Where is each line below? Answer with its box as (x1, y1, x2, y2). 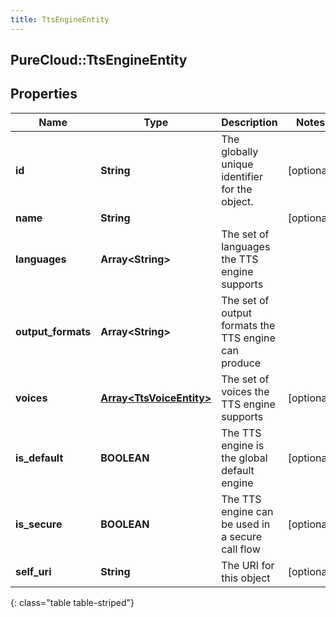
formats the (221, 318, 276, 332)
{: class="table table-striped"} (10, 596, 135, 608)
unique (221, 157, 254, 171)
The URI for (221, 558, 275, 572)
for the (221, 182, 253, 196)
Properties (10, 86, 78, 103)
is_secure (15, 517, 63, 531)
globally (221, 144, 259, 158)
